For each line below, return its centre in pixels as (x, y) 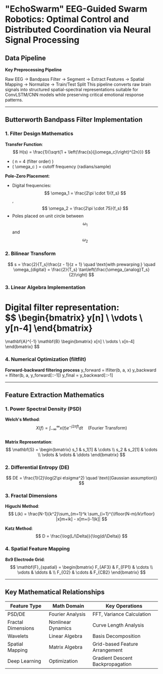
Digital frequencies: (32, 185)
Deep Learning (24, 661)
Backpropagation (112, 664)
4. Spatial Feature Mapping (38, 549)
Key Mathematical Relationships (55, 592)
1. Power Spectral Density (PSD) (43, 409)
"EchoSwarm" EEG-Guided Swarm (76, 9)
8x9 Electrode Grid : (25, 559)
